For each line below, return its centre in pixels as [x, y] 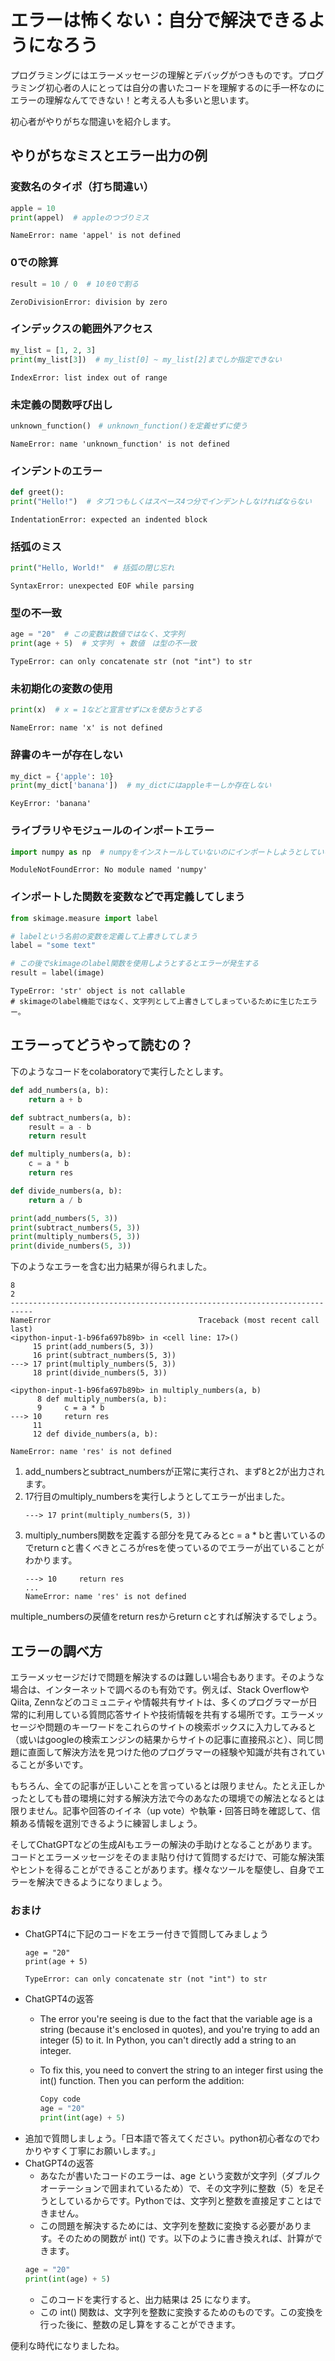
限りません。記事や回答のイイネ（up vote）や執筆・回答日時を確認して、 [161, 1810]
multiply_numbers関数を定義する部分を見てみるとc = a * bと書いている [170, 1535]
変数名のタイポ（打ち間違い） [82, 187]
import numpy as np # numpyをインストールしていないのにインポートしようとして [163, 852]
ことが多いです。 [53, 1764]
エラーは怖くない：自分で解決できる [159, 20]
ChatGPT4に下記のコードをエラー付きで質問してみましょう [146, 1934]
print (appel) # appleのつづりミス [80, 217]
